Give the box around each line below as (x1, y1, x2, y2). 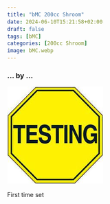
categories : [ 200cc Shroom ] (7, 40, 88, 47)
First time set (7, 191, 45, 199)
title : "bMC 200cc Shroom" (7, 11, 85, 18)
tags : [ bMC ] (7, 33, 41, 40)
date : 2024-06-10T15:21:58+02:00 (7, 18, 103, 25)
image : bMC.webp (7, 47, 54, 54)
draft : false (7, 25, 45, 32)
